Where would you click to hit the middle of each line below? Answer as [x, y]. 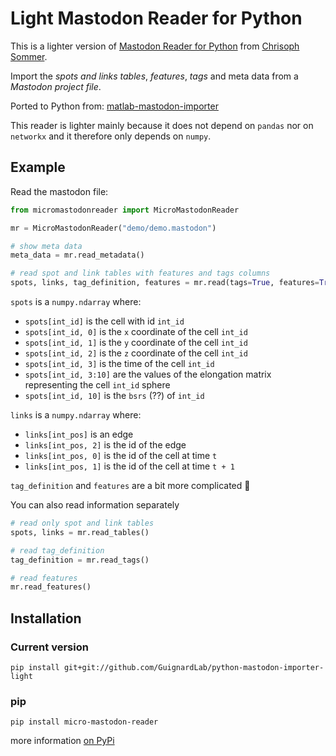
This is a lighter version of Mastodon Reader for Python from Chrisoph [155, 46]
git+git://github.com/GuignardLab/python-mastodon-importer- [194, 667]
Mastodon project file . [56, 86]
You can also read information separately [95, 505]
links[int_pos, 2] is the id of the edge [105, 445]
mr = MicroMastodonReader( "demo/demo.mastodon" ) [113, 228]
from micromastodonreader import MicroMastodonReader [125, 210]
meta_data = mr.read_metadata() [77, 255]
